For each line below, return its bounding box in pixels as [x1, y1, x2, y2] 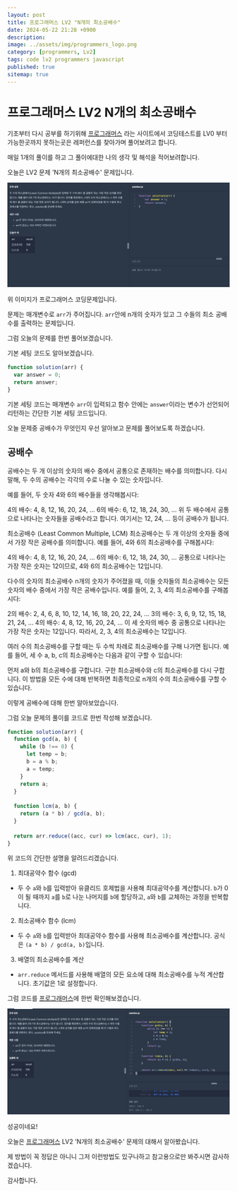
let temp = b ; [25, 751, 68, 758]
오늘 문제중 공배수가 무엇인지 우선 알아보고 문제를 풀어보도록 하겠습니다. [7, 423, 205, 432]
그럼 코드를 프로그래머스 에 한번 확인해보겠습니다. [7, 993, 142, 1002]
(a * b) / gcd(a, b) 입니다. [25, 940, 104, 948]
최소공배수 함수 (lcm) [17, 916, 76, 924]
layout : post [7, 11, 46, 18]
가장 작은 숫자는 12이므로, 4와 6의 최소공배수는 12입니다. [7, 562, 164, 570]
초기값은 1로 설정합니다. [32, 979, 97, 987]
